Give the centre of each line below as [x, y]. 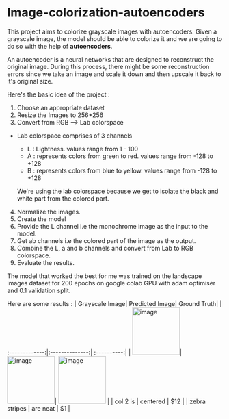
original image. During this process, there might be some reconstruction [108, 66]
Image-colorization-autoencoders [106, 13]
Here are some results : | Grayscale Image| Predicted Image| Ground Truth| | [114, 303]
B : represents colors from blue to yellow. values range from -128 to [122, 170]
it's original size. [30, 81]
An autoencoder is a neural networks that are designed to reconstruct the [110, 59]
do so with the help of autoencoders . [60, 46]
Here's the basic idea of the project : [58, 94]
